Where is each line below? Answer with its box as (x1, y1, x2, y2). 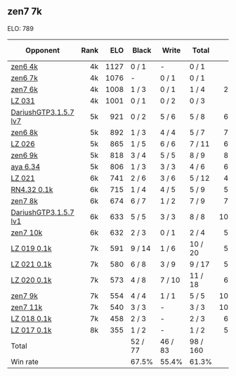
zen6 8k (11, 127, 39, 137)
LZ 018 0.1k (11, 313, 52, 323)
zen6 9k (11, 150, 39, 160)
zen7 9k (11, 291, 39, 301)
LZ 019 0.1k (11, 243, 52, 253)
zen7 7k (7, 6, 42, 18)
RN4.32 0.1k (11, 184, 53, 194)
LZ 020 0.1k (11, 275, 52, 285)
